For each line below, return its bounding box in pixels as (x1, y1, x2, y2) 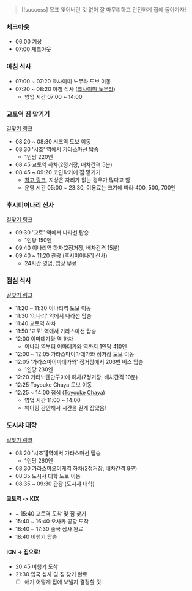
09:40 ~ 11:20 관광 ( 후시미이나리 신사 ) (15, 252, 108, 260)
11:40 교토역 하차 (15, 320, 56, 327)
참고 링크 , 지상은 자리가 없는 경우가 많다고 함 (24, 176, 130, 183)
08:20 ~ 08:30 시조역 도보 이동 (15, 137, 91, 145)
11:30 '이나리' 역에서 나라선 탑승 (15, 312, 92, 320)
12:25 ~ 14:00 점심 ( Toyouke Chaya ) (15, 389, 105, 396)
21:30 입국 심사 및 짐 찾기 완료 (15, 571, 87, 578)
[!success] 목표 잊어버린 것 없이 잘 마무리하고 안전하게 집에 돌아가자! (21, 6, 186, 13)
